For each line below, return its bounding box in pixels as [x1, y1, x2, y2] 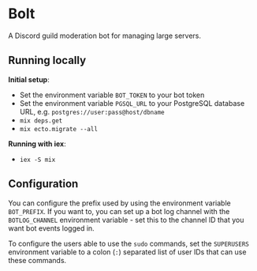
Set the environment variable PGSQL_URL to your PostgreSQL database [19, 98, 245, 107]
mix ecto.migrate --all [19, 125, 99, 133]
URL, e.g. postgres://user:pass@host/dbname [19, 107, 165, 116]
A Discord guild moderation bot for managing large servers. [8, 31, 202, 40]
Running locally [8, 54, 87, 67]
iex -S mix [19, 156, 56, 164]
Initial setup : [8, 74, 50, 84]
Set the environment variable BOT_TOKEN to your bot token [19, 90, 205, 100]
